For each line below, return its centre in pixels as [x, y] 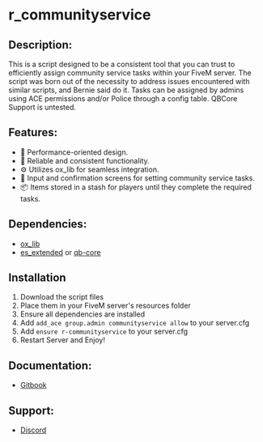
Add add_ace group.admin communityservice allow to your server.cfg [134, 323]
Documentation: [50, 365]
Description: [40, 45]
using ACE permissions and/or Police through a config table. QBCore [123, 98]
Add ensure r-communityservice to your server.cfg [104, 331]
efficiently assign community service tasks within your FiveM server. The [130, 73]
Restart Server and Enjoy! [63, 340]
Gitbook [33, 385]
